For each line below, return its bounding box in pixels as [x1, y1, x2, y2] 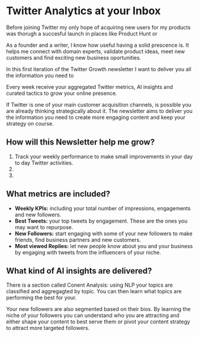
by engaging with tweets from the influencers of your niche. [14, 249, 161, 256]
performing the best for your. [6, 294, 77, 301]
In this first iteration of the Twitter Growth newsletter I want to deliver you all [6, 65, 191, 72]
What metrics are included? [6, 189, 111, 199]
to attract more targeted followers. [6, 325, 90, 332]
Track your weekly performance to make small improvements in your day [14, 153, 193, 160]
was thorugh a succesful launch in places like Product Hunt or [6, 30, 158, 37]
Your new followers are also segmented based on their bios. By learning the [6, 306, 191, 313]
